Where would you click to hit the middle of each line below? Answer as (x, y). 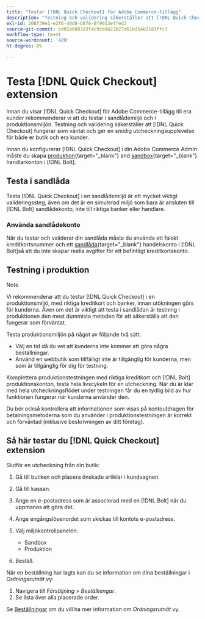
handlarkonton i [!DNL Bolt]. (41, 162)
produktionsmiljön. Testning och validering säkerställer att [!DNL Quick (95, 124)
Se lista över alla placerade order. (57, 597)
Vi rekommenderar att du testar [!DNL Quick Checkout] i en (81, 296)
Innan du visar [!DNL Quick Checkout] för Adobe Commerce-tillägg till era (99, 111)
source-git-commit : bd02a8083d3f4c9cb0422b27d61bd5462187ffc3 (87, 29)
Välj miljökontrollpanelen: (47, 531)
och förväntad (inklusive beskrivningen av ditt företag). (75, 421)
